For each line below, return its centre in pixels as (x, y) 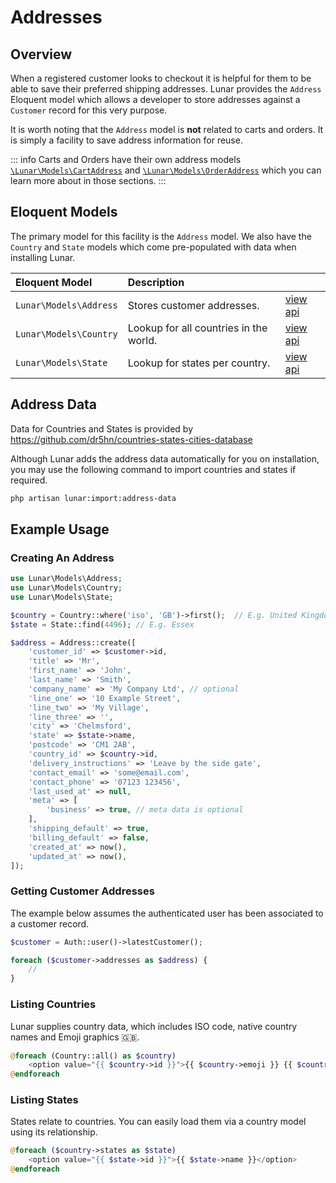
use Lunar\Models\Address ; (66, 579)
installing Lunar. (43, 257)
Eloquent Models (64, 212)
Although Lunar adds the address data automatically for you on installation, (165, 458)
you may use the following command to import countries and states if (153, 469)
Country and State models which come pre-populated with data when (153, 247)
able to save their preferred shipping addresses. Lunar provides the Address (166, 89)
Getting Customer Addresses (82, 891)
